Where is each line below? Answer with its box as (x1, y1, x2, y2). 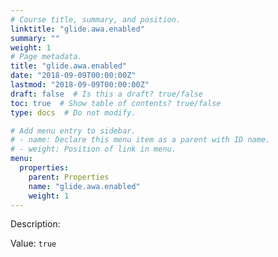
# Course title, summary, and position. (10, 14, 182, 25)
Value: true (10, 237, 57, 250)
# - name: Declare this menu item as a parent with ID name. (10, 135, 271, 145)
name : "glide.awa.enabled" (28, 181, 141, 191)
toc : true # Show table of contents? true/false (10, 98, 222, 108)
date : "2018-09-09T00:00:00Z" (10, 71, 137, 81)
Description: (10, 218, 61, 230)
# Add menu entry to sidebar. (10, 126, 137, 136)
